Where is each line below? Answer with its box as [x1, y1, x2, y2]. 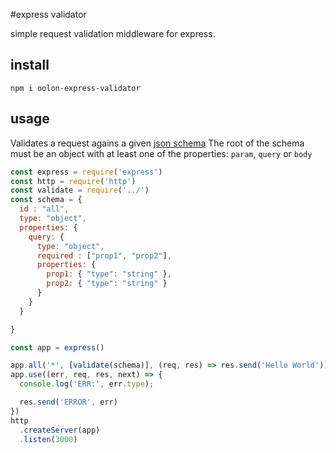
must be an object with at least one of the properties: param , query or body [10, 147, 313, 159]
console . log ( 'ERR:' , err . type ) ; [19, 379, 155, 389]
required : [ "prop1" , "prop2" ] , [36, 250, 172, 261]
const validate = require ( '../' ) [10, 185, 150, 196]
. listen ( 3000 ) [19, 434, 78, 444]
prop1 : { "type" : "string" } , [46, 269, 172, 279]
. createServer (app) [19, 425, 101, 435]
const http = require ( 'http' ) [10, 176, 137, 186]
